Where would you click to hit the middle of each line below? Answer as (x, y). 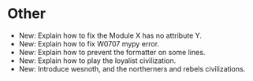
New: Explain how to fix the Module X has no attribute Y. (110, 35)
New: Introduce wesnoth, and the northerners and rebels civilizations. (132, 68)
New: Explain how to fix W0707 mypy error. (89, 43)
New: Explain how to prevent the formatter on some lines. (112, 52)
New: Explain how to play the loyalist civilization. (97, 61)
